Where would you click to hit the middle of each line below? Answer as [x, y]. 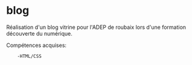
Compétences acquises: [37, 45]
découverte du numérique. [39, 33]
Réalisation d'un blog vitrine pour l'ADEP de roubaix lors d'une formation [96, 27]
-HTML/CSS [30, 56]
